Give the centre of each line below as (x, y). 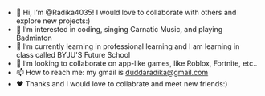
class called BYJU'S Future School (73, 55)
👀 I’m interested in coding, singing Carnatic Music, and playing (119, 29)
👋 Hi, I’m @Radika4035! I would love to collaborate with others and (126, 12)
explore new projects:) (53, 21)
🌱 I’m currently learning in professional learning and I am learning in (128, 46)
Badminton (34, 38)
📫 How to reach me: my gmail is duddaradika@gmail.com (112, 72)
